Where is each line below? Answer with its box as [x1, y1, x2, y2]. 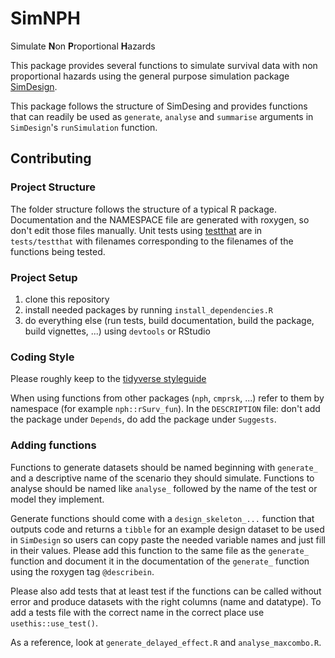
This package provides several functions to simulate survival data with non [10, 59, 318, 71]
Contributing [10, 150, 92, 167]
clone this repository [24, 293, 110, 305]
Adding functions [10, 438, 97, 452]
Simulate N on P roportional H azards [10, 40, 156, 52]
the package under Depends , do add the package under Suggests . [10, 413, 277, 426]
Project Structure [10, 180, 96, 194]
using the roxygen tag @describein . [10, 565, 155, 577]
